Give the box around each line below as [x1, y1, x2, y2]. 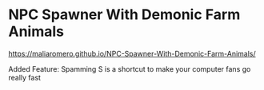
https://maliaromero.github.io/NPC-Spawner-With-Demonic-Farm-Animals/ [8, 49, 256, 58]
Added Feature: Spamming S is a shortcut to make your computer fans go [8, 64, 251, 73]
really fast [8, 72, 42, 82]
